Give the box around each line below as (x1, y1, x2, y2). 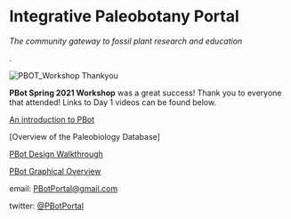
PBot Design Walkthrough (9, 149, 104, 159)
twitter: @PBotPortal (9, 200, 85, 211)
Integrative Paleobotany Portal (9, 6, 240, 27)
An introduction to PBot (9, 114, 95, 125)
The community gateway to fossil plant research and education (9, 36, 243, 46)
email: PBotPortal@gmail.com (9, 182, 118, 193)
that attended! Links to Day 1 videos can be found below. (9, 96, 216, 108)
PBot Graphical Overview (9, 166, 101, 176)
